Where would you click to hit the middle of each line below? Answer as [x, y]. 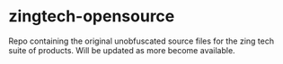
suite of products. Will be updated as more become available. [122, 50]
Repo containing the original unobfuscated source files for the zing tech [141, 41]
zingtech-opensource [92, 16]
